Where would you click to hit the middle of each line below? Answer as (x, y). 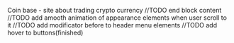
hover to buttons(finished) (45, 32)
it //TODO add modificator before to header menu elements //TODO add (112, 25)
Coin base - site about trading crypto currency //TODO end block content (115, 10)
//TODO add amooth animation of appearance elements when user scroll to (117, 18)
